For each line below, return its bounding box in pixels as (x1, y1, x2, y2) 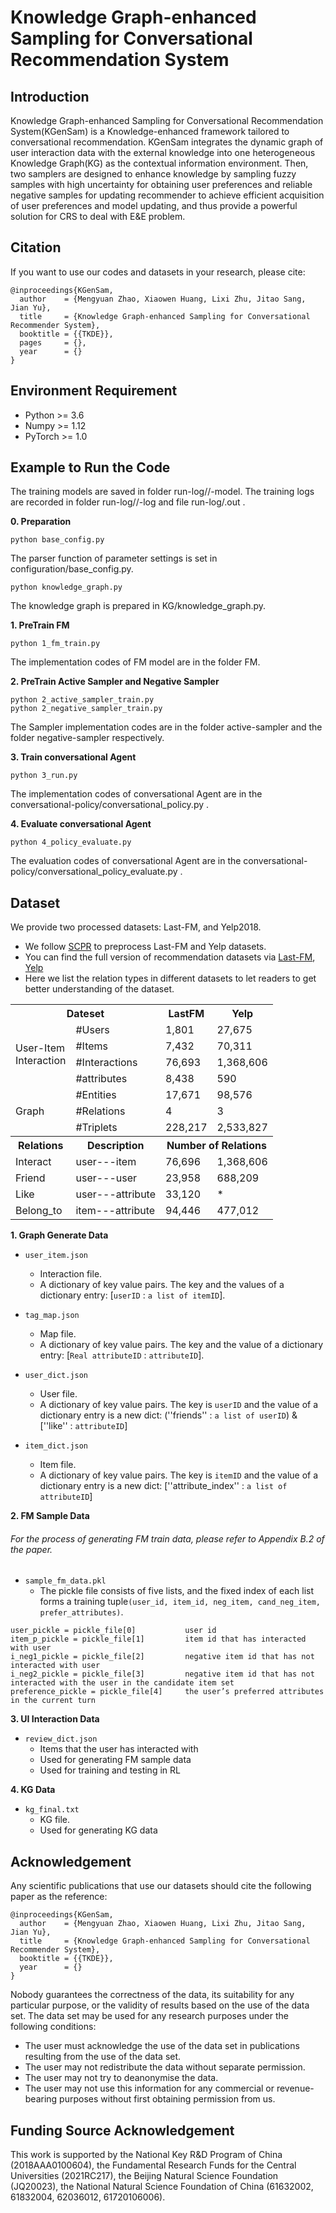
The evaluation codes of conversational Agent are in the (10, 855, 242, 867)
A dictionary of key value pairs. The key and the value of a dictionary (39, 1339, 324, 1351)
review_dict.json (24, 1734, 98, 1745)
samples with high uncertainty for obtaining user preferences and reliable (10, 179, 313, 190)
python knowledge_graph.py (10, 582, 123, 593)
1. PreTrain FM (10, 619, 70, 631)
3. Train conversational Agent (10, 751, 137, 763)
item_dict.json (24, 1441, 89, 1451)
